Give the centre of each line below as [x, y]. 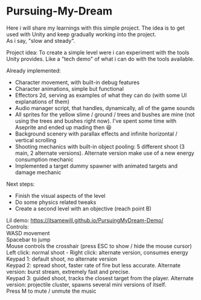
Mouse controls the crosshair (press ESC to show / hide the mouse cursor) [99, 246]
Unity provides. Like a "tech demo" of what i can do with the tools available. [101, 59]
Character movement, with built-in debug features [77, 82]
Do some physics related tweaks [56, 202]
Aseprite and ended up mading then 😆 [63, 127]
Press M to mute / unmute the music [51, 291]
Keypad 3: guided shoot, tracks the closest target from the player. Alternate [100, 278]
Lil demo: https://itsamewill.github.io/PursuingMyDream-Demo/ [85, 220]
